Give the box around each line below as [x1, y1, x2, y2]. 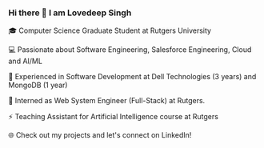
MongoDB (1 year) [8, 80, 68, 90]
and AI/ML [8, 56, 42, 66]
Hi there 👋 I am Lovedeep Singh [8, 7, 132, 18]
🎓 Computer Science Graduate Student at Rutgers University [8, 26, 212, 35]
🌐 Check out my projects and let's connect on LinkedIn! [8, 130, 192, 140]
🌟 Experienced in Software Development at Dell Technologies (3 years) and [8, 72, 257, 82]
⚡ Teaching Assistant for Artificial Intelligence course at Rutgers [8, 112, 218, 122]
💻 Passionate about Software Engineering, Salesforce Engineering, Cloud [8, 45, 252, 54]
